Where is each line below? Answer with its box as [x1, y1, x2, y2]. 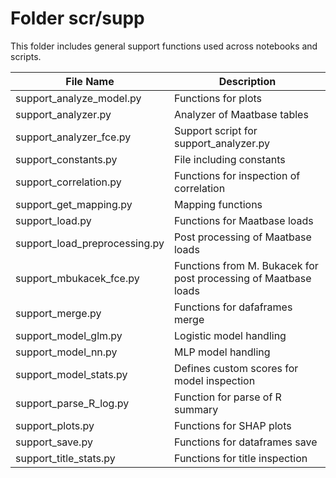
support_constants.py [15, 152, 118, 166]
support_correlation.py [15, 175, 122, 189]
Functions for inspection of [173, 168, 301, 182]
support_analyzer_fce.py [15, 130, 132, 144]
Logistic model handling [173, 328, 287, 342]
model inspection [173, 373, 256, 387]
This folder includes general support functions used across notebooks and [10, 40, 318, 52]
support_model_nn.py [15, 345, 118, 359]
